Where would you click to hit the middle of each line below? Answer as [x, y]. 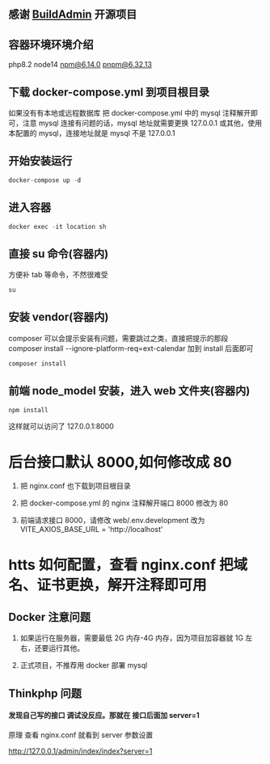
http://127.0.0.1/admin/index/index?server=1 [80, 751]
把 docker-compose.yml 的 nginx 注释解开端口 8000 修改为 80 [124, 503]
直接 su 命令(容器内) [59, 253]
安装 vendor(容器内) [59, 317]
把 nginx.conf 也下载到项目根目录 [75, 486]
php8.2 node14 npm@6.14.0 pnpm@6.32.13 [80, 65]
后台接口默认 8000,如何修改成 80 [120, 462]
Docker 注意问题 [50, 617]
